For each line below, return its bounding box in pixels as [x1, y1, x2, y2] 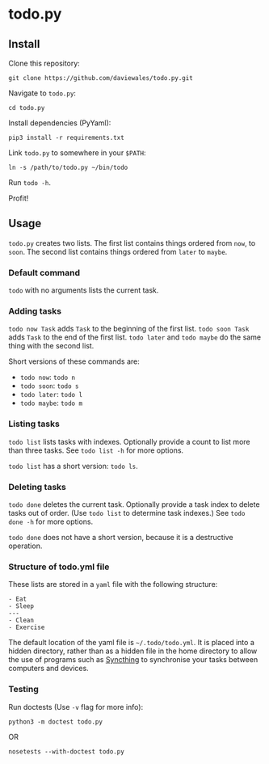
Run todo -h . [8, 178, 51, 187]
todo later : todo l [19, 390, 83, 399]
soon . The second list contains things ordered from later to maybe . [8, 247, 228, 256]
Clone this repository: [8, 58, 81, 68]
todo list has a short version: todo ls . [8, 461, 139, 471]
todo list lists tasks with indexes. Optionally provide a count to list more [8, 437, 250, 446]
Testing [8, 684, 39, 695]
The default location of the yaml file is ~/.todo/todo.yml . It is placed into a [8, 638, 254, 648]
